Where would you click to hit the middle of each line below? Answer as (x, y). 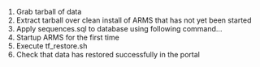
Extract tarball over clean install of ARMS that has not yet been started (134, 20)
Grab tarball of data (49, 12)
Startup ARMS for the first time (67, 37)
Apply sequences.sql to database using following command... (119, 29)
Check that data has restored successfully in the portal (108, 54)
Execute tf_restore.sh (52, 46)
